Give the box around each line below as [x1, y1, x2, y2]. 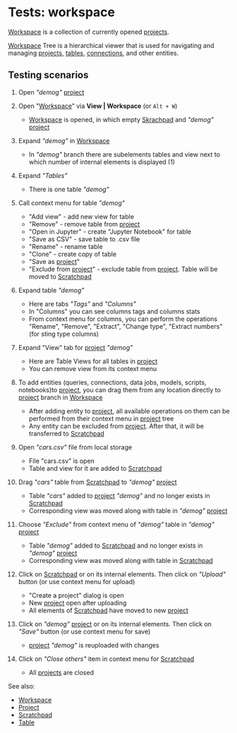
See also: [8, 681, 35, 690]
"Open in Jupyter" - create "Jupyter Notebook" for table [28, 227, 192, 236]
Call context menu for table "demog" [18, 198, 126, 207]
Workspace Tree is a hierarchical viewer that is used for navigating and [8, 41, 214, 49]
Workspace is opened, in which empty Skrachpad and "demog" [28, 115, 214, 123]
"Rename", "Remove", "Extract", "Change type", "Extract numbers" [28, 322, 223, 330]
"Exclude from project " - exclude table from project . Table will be [28, 265, 218, 273]
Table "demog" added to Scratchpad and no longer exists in [28, 541, 203, 550]
